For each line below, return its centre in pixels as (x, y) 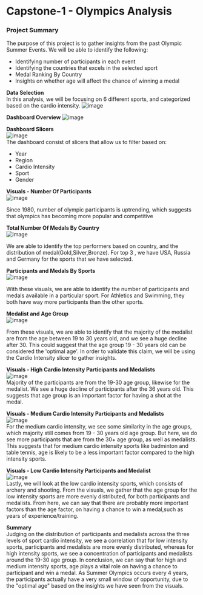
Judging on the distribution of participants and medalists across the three (98, 534)
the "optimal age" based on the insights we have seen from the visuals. (95, 586)
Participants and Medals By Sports (51, 271)
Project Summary (32, 30)
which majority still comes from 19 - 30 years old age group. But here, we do (102, 433)
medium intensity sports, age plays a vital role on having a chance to (92, 566)
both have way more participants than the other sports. (75, 302)
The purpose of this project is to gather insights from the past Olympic (94, 43)
